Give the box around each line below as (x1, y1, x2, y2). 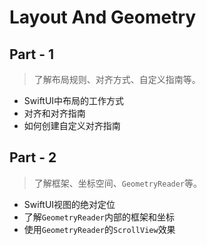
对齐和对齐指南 (23, 107, 86, 119)
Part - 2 (9, 149, 57, 166)
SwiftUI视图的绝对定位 (23, 198, 116, 210)
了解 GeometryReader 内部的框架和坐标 (23, 211, 176, 223)
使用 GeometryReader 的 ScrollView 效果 (23, 223, 176, 235)
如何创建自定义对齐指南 (23, 120, 121, 131)
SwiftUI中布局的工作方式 (23, 95, 125, 106)
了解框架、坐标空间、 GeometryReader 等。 (33, 177, 203, 189)
